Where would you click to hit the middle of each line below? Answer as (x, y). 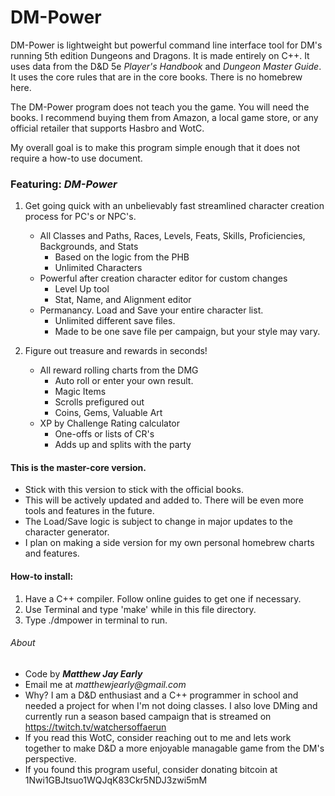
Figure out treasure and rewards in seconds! (116, 351)
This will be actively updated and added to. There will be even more (164, 500)
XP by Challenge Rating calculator (109, 423)
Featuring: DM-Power (64, 184)
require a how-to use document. (76, 158)
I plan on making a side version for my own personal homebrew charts (169, 543)
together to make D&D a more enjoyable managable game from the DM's (174, 748)
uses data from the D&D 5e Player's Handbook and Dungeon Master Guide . (166, 66)
